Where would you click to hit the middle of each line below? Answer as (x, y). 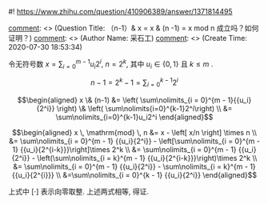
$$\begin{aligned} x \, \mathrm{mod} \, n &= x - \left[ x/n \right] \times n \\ (134, 132)
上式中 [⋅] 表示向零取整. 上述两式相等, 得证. (79, 191)
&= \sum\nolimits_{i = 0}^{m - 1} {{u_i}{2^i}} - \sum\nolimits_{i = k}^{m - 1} (134, 166)
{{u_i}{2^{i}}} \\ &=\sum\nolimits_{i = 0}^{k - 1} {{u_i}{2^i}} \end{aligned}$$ (134, 174)
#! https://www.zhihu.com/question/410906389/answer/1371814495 (121, 12)
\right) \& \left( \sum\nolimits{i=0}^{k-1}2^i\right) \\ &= (144, 108)
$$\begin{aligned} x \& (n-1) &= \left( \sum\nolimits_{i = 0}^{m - (122, 100)
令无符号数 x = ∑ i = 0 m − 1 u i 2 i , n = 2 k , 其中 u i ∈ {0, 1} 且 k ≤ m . (111, 64)
